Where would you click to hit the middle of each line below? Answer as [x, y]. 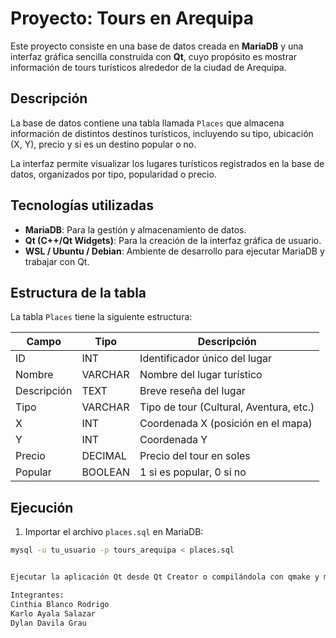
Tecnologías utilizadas [82, 205]
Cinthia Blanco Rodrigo [60, 604]
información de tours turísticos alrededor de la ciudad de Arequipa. [148, 67]
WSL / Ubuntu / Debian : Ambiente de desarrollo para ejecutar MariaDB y [174, 251]
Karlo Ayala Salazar [53, 613]
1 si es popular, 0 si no [193, 472]
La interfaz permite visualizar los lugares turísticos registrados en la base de [167, 163]
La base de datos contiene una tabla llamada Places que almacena [147, 123]
